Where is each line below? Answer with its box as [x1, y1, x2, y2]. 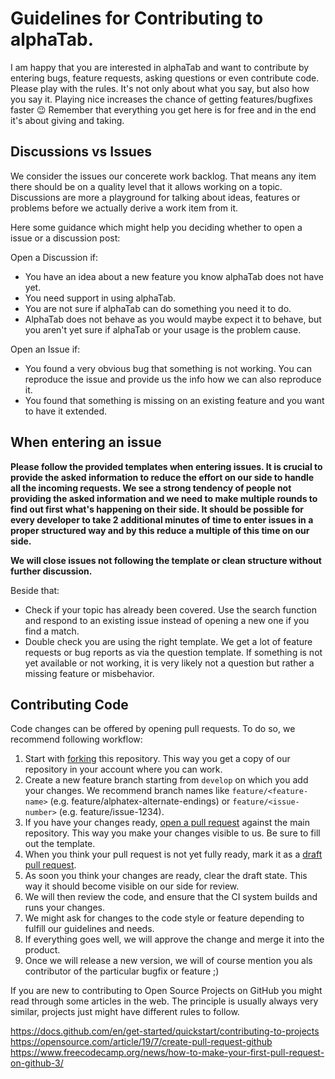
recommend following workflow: [10, 733, 143, 746]
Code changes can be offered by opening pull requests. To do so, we [10, 723, 296, 735]
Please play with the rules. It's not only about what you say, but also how [10, 82, 310, 94]
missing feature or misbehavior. [24, 667, 155, 679]
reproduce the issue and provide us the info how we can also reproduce [24, 373, 322, 385]
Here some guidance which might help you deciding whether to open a [10, 221, 303, 233]
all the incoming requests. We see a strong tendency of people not [10, 482, 292, 494]
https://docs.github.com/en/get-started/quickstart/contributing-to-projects [10, 1025, 320, 1037]
